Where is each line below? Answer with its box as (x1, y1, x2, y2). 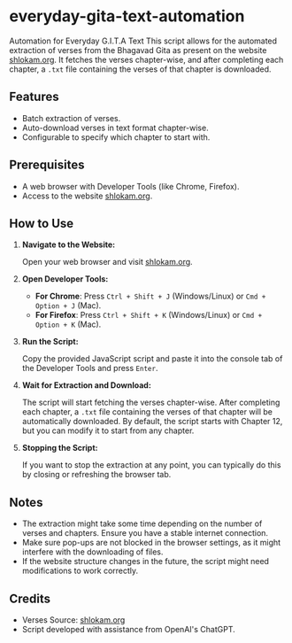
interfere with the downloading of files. (21, 546, 164, 557)
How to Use (9, 215, 74, 231)
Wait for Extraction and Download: (21, 380, 152, 391)
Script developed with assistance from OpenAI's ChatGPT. (21, 624, 236, 634)
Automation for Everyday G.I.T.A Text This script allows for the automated (9, 35, 277, 46)
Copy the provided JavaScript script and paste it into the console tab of (21, 353, 283, 364)
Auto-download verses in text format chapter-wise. (21, 122, 210, 133)
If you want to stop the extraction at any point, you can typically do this (21, 460, 281, 470)
